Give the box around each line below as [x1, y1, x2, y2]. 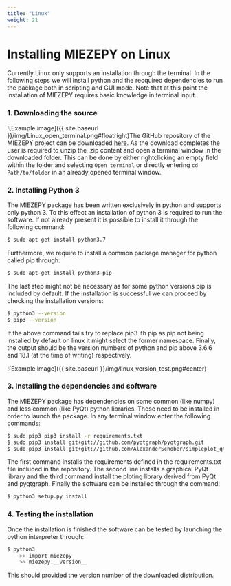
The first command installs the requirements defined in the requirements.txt [7, 458, 221, 466]
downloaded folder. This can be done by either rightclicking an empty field [7, 153, 219, 162]
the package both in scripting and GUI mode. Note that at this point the [7, 84, 208, 92]
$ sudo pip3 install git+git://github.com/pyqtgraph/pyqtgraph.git [7, 439, 205, 446]
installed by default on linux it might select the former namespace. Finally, [7, 336, 216, 344]
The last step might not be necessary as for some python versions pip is [7, 282, 212, 290]
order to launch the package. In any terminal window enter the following [7, 411, 211, 420]
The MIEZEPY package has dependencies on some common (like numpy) [7, 397, 215, 405]
